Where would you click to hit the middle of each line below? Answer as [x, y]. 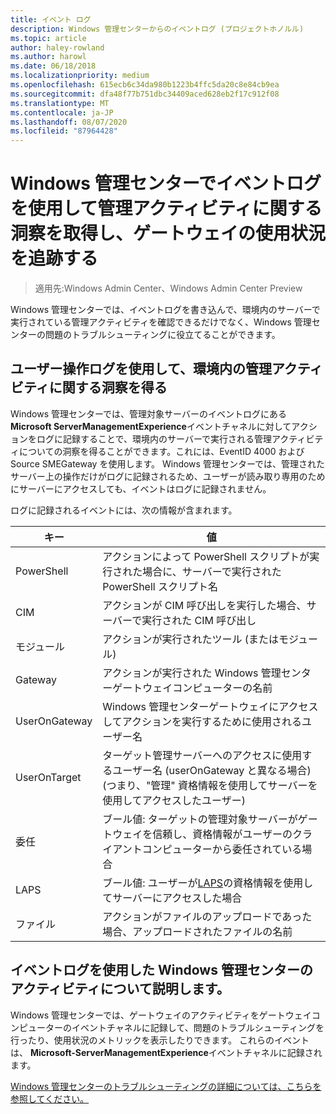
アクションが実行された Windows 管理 [192, 673]
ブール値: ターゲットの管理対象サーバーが [200, 819]
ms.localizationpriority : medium [80, 76]
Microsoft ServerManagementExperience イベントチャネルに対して [151, 426]
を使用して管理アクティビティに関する [166, 208]
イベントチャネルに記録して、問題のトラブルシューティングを [198, 1027]
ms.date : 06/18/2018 [53, 66]
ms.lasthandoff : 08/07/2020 [69, 122]
